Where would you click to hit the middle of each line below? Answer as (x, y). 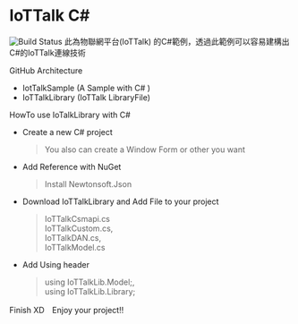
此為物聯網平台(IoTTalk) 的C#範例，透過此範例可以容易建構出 (177, 41)
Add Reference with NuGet (72, 166)
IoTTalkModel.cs (75, 247)
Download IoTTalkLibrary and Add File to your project (120, 201)
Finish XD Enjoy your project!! (67, 310)
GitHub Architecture (46, 70)
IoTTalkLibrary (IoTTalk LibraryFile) (86, 97)
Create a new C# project (68, 132)
